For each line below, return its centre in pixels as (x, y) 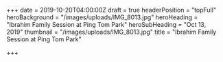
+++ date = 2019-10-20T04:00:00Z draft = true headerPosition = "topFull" (111, 10)
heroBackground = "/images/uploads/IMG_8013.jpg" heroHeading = (102, 17)
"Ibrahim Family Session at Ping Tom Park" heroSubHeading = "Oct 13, (106, 24)
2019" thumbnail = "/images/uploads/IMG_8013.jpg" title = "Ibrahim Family (111, 32)
